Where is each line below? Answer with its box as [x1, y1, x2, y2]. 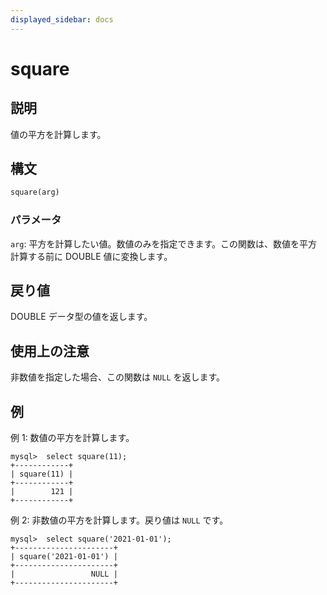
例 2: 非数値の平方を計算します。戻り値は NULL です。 [10, 514, 229, 526]
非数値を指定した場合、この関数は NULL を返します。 [10, 371, 226, 383]
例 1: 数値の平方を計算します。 [10, 432, 135, 444]
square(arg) [10, 187, 60, 198]
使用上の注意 [10, 342, 90, 360]
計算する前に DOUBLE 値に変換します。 [10, 250, 173, 262]
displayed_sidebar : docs [10, 14, 114, 25]
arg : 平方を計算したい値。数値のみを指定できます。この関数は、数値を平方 [10, 237, 318, 250]
